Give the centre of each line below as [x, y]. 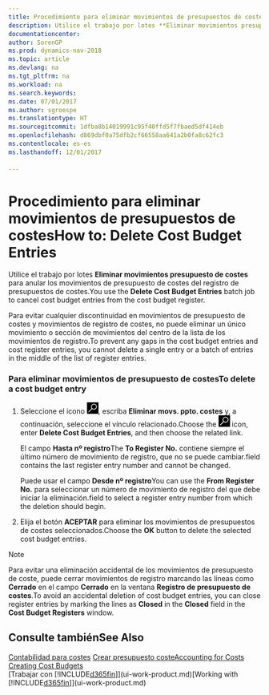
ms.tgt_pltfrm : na [39, 76]
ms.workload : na [35, 84]
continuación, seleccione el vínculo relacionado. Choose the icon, [134, 424]
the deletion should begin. [63, 506]
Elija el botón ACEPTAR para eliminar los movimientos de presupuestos [137, 522]
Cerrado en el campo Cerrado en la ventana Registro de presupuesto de [129, 587]
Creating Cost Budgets [46, 665]
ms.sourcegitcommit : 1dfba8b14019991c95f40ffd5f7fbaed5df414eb [116, 127]
